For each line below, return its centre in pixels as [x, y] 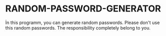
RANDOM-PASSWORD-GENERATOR [83, 9]
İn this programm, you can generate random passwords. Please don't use [82, 22]
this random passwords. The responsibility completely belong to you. [78, 27]
